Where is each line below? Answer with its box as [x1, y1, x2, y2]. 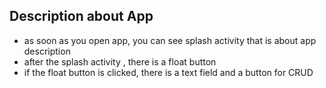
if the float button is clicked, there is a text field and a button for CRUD [23, 66, 314, 78]
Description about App [9, 8, 154, 25]
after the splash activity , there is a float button [23, 55, 217, 68]
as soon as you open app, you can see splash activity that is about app [23, 34, 317, 46]
